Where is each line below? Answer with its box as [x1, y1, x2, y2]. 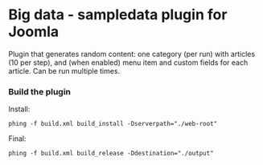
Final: [8, 134, 27, 143]
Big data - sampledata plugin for [8, 6, 228, 24]
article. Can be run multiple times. [8, 66, 121, 75]
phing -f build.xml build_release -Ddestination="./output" [8, 150, 215, 158]
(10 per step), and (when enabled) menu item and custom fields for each [8, 58, 249, 67]
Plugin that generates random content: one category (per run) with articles [8, 49, 256, 58]
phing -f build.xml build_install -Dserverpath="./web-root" [8, 120, 218, 128]
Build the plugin [8, 86, 71, 97]
